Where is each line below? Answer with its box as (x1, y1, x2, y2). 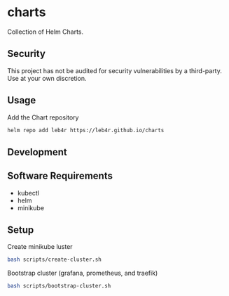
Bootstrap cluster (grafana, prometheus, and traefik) (7, 269, 158, 278)
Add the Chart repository (7, 113, 79, 122)
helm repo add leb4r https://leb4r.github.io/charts (7, 127, 165, 134)
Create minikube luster (7, 243, 73, 251)
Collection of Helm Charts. (7, 27, 84, 36)
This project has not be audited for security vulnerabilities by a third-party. (7, 66, 223, 75)
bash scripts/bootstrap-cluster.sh (7, 283, 111, 290)
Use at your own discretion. (7, 74, 87, 82)
